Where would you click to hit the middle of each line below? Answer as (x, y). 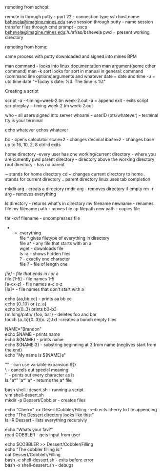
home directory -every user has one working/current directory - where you (81, 154)
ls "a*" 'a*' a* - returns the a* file (39, 380)
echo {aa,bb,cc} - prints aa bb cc (38, 299)
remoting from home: (26, 47)
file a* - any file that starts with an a (55, 243)
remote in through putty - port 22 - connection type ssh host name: (73, 16)
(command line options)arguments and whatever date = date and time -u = (80, 76)
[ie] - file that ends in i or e (32, 274)
